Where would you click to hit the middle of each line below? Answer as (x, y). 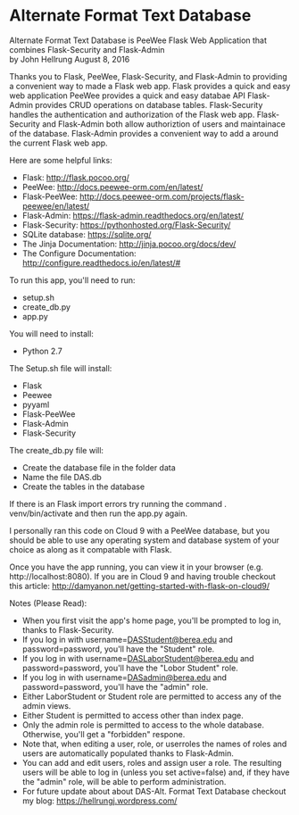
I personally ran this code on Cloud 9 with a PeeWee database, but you (140, 530)
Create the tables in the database (83, 487)
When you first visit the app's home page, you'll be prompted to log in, (151, 620)
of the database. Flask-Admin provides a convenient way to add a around (144, 133)
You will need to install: (51, 333)
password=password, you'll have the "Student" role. (118, 649)
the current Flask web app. (59, 143)
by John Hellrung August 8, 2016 (70, 59)
